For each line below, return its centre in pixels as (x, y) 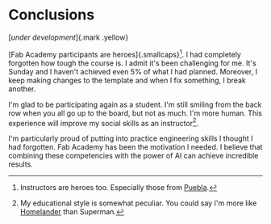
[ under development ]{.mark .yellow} (69, 37)
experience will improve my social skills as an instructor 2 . (104, 122)
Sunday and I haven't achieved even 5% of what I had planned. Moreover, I (133, 71)
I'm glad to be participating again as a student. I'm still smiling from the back (135, 104)
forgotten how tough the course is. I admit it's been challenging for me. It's (132, 63)
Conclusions (52, 15)
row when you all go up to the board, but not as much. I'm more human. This (135, 113)
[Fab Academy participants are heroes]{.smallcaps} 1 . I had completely (125, 53)
